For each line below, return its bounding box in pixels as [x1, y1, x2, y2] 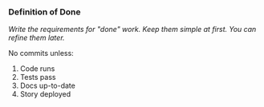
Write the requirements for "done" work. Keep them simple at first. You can [8, 25, 257, 34]
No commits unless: [8, 49, 74, 58]
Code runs [19, 64, 55, 73]
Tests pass [19, 73, 56, 82]
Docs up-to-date [19, 81, 76, 90]
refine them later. [8, 33, 66, 42]
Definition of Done [8, 6, 81, 18]
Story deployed [19, 89, 71, 99]
